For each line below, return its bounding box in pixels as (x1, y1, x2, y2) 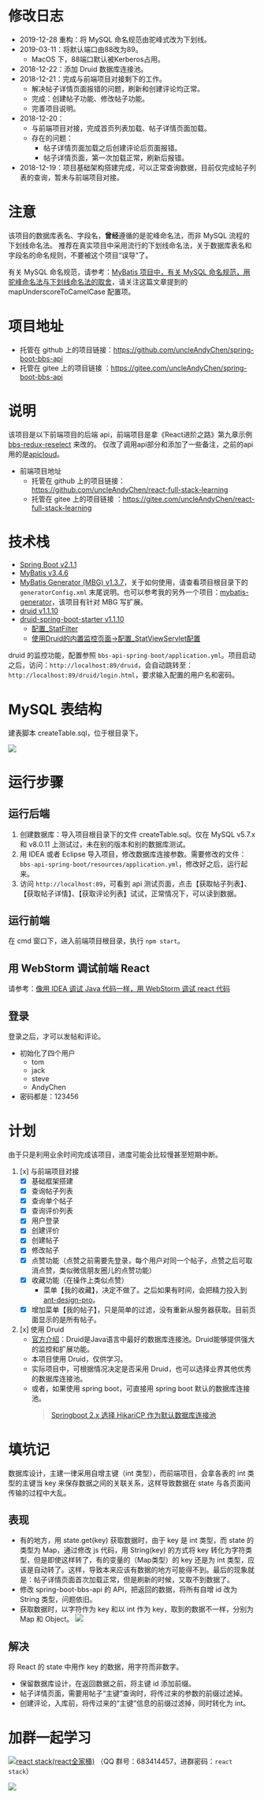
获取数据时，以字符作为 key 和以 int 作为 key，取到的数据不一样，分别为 (19, 1604, 254, 1614)
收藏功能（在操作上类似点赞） (31, 1275, 128, 1284)
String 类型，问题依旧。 (19, 1595, 97, 1604)
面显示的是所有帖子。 (31, 1314, 101, 1324)
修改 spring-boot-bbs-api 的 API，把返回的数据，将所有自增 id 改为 (19, 1585, 238, 1594)
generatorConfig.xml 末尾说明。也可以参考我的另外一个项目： (19, 587, 221, 597)
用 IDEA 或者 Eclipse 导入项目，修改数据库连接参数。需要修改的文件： (19, 849, 247, 859)
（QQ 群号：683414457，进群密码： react (96, 1756, 233, 1766)
